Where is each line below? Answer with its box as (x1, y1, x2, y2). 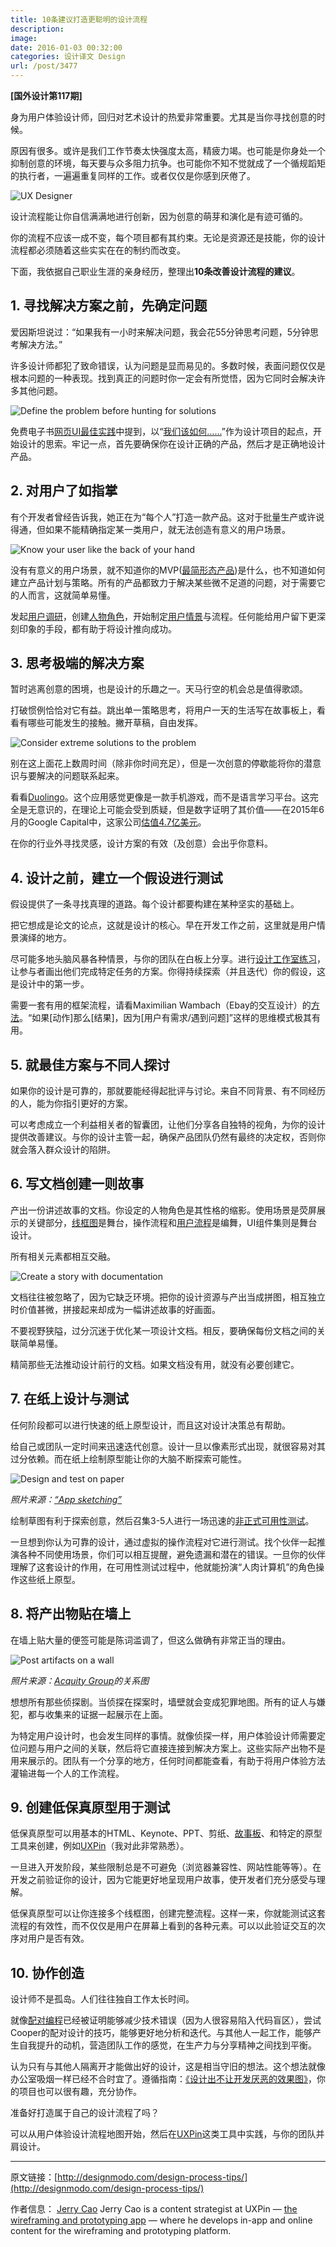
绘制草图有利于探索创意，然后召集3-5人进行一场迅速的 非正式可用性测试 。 (10, 1514, 315, 1526)
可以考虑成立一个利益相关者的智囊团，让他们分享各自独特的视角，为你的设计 (10, 1119, 326, 1131)
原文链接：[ (10, 2171, 58, 2183)
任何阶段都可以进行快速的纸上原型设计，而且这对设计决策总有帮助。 (10, 1419, 291, 1431)
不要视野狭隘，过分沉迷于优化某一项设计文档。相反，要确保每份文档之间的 (10, 1324, 317, 1336)
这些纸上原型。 (18, 1573, 81, 1585)
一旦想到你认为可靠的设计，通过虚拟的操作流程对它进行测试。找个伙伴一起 (10, 1536, 317, 1548)
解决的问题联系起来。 (36, 770, 125, 782)
